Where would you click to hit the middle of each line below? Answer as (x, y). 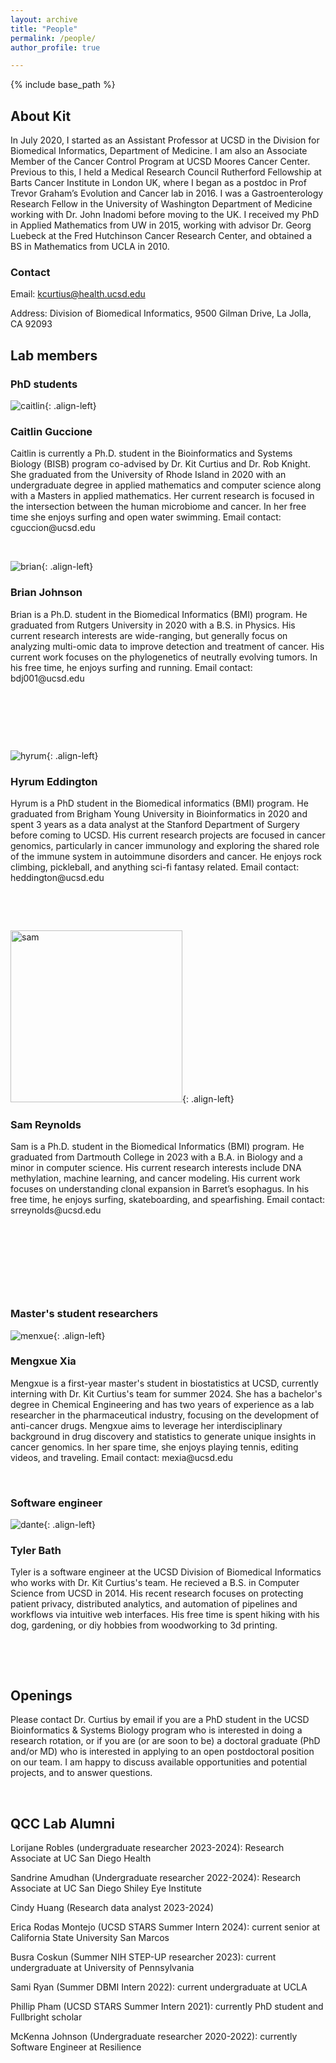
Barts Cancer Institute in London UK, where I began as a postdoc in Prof (158, 183)
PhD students (44, 384)
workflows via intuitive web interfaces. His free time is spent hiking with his (165, 1615)
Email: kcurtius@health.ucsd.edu (78, 294)
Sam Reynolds (46, 1124)
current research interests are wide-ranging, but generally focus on (149, 635)
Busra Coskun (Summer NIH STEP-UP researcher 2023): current (143, 1957)
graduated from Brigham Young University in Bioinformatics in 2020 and (159, 813)
